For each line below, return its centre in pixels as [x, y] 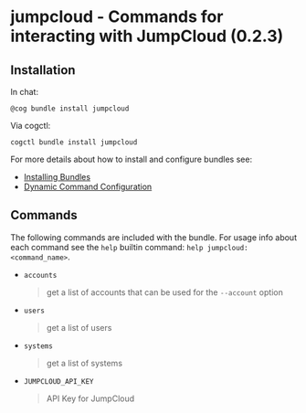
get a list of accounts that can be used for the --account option [165, 292]
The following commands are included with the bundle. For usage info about [154, 237]
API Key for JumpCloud [90, 398]
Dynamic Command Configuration [88, 186]
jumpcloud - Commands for [117, 17]
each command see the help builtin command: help [107, 247]
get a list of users [79, 327]
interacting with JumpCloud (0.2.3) [147, 36]
